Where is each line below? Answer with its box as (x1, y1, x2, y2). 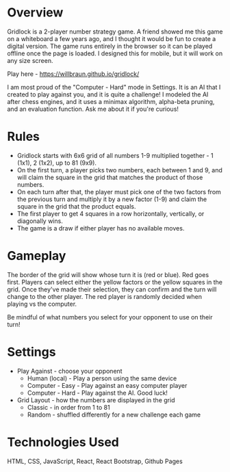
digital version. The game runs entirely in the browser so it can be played (7, 42, 213, 50)
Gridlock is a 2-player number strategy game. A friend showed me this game (7, 27, 224, 36)
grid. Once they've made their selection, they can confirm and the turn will (7, 285, 217, 293)
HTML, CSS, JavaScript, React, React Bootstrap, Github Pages (7, 457, 183, 465)
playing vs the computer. (7, 300, 77, 308)
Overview (7, 5, 64, 21)
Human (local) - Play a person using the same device (27, 374, 177, 382)
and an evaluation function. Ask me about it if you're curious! (7, 105, 179, 113)
